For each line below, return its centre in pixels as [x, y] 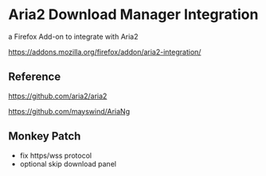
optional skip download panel [68, 163]
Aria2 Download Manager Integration [133, 15]
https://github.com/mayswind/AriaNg [69, 111]
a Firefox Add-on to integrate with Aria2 [73, 36]
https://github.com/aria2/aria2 [58, 96]
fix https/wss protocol [56, 155]
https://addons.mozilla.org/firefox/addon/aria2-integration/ [105, 52]
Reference [35, 77]
